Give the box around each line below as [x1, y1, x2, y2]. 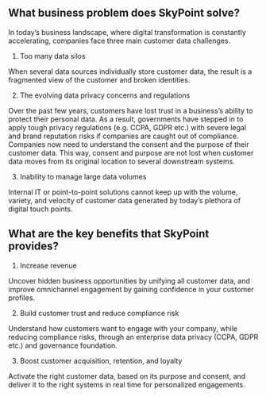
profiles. [8, 293, 36, 303]
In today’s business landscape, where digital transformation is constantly [8, 27, 246, 37]
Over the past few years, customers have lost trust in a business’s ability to [8, 106, 253, 115]
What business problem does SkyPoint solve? [8, 6, 241, 20]
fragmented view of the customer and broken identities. [8, 75, 191, 84]
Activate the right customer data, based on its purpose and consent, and [8, 371, 246, 380]
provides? [8, 240, 60, 253]
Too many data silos [19, 51, 86, 60]
